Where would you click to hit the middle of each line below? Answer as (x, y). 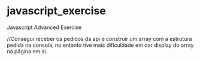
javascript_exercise (57, 11)
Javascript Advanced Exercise (44, 27)
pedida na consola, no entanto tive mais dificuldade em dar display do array (100, 45)
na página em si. (27, 51)
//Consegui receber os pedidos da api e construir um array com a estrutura (99, 38)
